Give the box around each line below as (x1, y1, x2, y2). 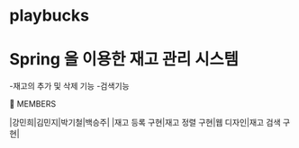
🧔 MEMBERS (9, 99, 57, 109)
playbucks (9, 5, 90, 26)
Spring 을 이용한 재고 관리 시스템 (9, 49, 239, 70)
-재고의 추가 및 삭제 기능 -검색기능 (9, 81, 130, 91)
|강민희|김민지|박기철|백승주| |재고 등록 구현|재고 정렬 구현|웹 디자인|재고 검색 (9, 118, 281, 128)
